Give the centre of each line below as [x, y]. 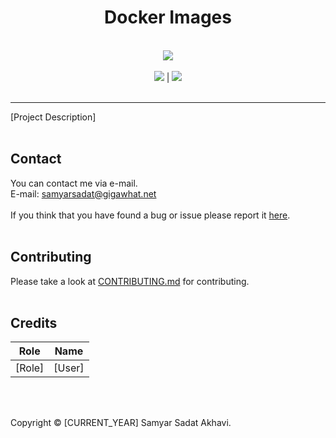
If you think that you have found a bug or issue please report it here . [150, 215]
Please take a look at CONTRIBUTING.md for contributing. [130, 281]
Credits [34, 322]
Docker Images [168, 17]
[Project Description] [53, 117]
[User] [69, 368]
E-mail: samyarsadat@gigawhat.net [83, 193]
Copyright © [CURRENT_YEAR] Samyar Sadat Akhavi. [121, 423]
